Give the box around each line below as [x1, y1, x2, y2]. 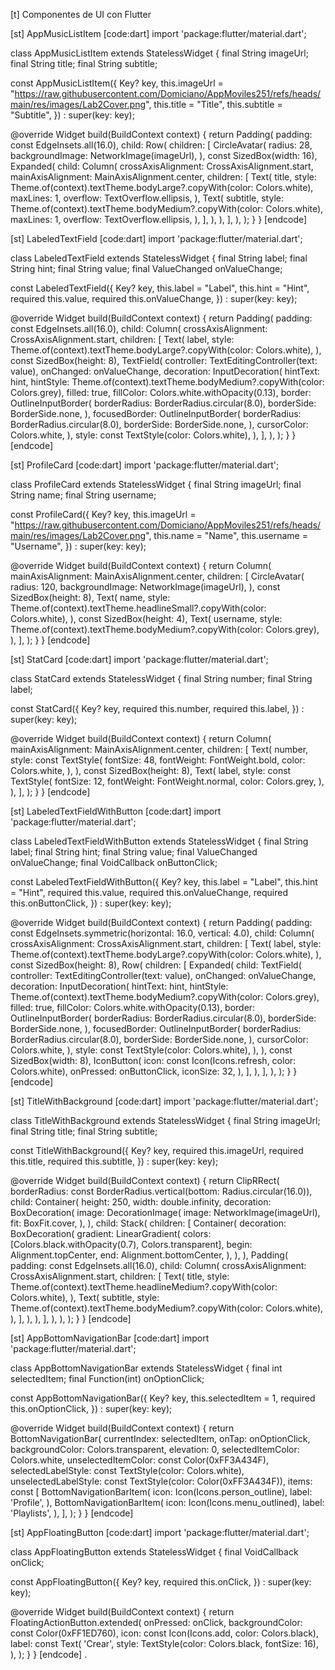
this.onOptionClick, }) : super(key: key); [10, 1403, 173, 1414]
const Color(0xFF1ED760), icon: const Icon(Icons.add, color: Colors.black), [10, 1627, 319, 1639]
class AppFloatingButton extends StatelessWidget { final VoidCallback [10, 1546, 299, 1558]
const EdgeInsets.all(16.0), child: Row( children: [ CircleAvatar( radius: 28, [10, 139, 313, 151]
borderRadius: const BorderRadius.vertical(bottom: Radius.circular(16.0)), [10, 1185, 313, 1197]
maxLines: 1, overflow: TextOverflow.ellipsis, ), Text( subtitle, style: [10, 192, 284, 204]
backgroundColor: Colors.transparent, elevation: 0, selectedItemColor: [10, 1444, 300, 1455]
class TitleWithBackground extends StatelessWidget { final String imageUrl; [10, 1115, 321, 1126]
